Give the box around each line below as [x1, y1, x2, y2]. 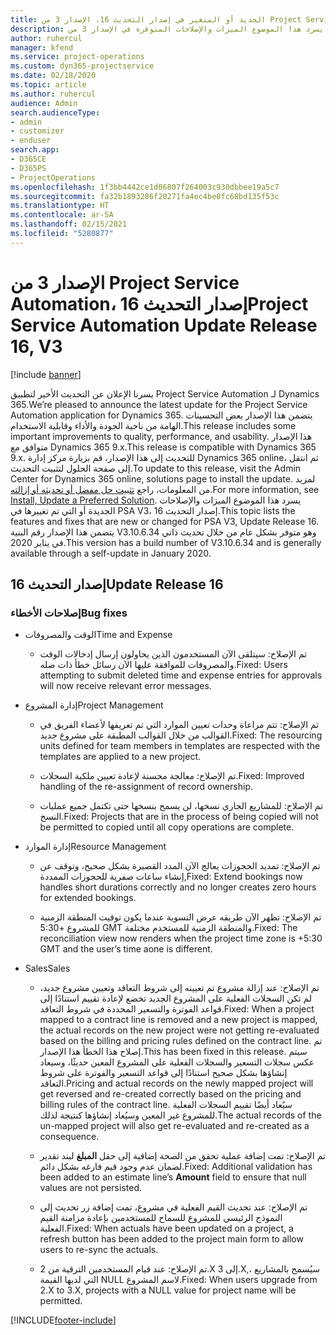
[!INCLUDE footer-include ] [10, 1314, 117, 1326]
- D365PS [10, 163, 47, 173]
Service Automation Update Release [10, 314, 318, 336]
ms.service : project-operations [10, 52, 145, 62]
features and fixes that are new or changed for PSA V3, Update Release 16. [10, 515, 320, 527]
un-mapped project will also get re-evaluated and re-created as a [39, 1120, 310, 1132]
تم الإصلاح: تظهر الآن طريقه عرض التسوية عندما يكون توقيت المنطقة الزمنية [39, 911, 322, 923]
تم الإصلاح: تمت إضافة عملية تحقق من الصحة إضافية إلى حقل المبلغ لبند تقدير [39, 1150, 326, 1162]
